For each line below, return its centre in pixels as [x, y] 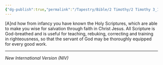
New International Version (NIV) [37, 58]
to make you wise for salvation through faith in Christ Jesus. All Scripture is [80, 28]
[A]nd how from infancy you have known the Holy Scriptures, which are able [81, 23]
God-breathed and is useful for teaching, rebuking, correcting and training [79, 33]
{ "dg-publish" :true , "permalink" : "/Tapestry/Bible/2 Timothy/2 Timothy [78, 9]
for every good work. [26, 44]
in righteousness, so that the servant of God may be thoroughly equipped [78, 39]
